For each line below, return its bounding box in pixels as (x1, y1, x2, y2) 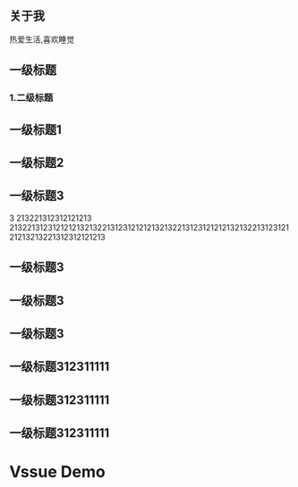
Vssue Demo (9, 462, 106, 483)
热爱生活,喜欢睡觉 (9, 34, 75, 45)
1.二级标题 (9, 92, 54, 105)
